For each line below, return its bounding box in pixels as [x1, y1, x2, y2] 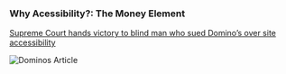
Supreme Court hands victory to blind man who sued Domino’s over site [9, 28, 277, 39]
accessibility [9, 37, 56, 48]
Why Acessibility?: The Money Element [9, 7, 186, 20]
